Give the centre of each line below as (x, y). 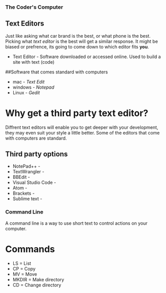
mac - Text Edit (28, 82)
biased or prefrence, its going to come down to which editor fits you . (77, 46)
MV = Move (25, 274)
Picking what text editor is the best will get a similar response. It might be (82, 41)
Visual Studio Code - (34, 182)
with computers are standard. (36, 138)
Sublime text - (27, 199)
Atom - (20, 188)
